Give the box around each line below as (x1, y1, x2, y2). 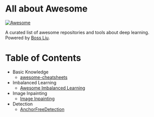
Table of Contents (5, 52, 81, 64)
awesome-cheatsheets (20, 74, 68, 80)
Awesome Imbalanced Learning (20, 85, 85, 91)
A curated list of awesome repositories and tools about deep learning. (5, 29, 149, 35)
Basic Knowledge (12, 69, 49, 75)
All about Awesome (5, 3, 88, 15)
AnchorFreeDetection (20, 106, 65, 112)
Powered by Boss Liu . (5, 35, 50, 41)
